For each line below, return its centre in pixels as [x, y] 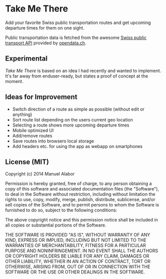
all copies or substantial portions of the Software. [56, 225]
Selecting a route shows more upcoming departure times [71, 125]
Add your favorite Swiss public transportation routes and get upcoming [78, 22]
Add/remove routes [32, 135]
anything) [22, 114]
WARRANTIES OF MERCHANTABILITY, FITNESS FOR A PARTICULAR [76, 245]
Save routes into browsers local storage [53, 141]
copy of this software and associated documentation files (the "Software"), [82, 189]
